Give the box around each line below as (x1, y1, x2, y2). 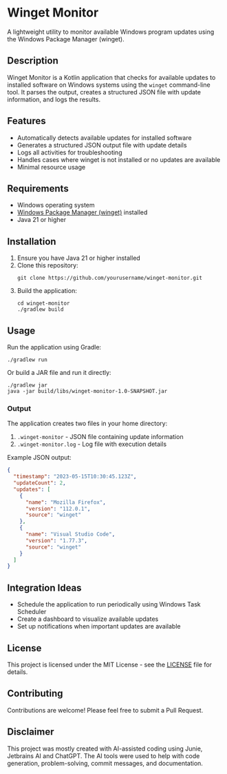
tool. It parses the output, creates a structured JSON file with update (7, 88, 202, 96)
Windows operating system (17, 201, 95, 210)
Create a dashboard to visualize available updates (17, 615, 159, 623)
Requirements (7, 183, 69, 194)
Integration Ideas (7, 582, 82, 593)
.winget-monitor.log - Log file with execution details (17, 440, 167, 449)
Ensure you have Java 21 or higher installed (17, 254, 141, 263)
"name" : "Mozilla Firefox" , (25, 498, 107, 506)
